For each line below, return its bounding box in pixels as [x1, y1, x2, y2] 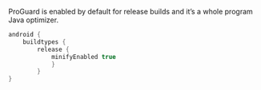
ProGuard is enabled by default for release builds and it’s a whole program [8, 7, 254, 16]
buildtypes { [22, 37, 66, 46]
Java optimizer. [8, 15, 58, 25]
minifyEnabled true [50, 53, 116, 61]
